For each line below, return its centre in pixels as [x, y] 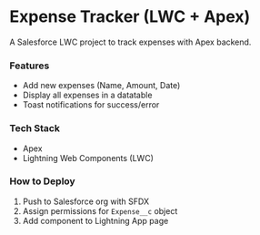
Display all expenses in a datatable [87, 95]
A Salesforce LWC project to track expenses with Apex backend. [130, 42]
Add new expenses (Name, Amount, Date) [101, 86]
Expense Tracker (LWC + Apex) [130, 17]
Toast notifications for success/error [91, 105]
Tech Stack [35, 128]
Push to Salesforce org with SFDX [86, 201]
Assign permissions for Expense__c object [100, 210]
